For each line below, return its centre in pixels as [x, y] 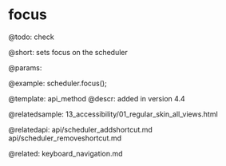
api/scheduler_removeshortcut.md [65, 138]
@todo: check [31, 37]
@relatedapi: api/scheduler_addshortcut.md [81, 129]
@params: [25, 67]
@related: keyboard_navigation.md [65, 153]
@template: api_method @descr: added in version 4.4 [97, 98]
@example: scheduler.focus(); [58, 83]
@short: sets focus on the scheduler [68, 52]
